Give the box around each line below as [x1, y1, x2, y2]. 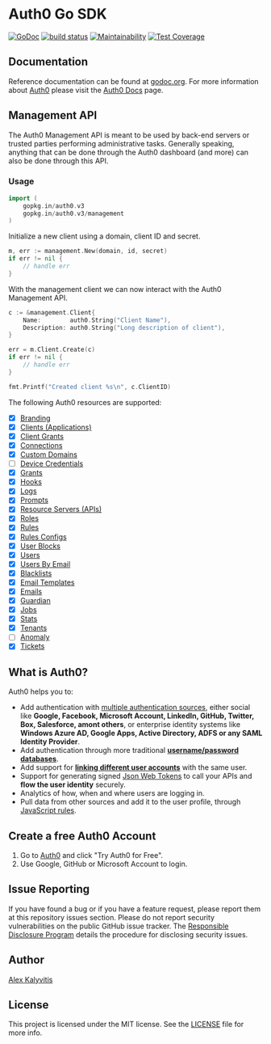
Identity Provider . [19, 737, 81, 746]
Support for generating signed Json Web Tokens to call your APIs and [19, 771, 252, 781]
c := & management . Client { [8, 308, 95, 316]
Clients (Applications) [19, 422, 92, 432]
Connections [19, 440, 63, 450]
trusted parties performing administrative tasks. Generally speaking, [8, 138, 235, 148]
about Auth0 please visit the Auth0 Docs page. [8, 85, 164, 95]
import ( [8, 194, 38, 202]
